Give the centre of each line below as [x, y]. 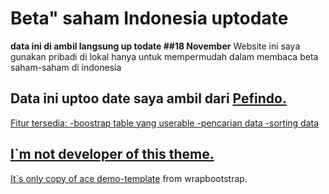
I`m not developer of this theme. [112, 154]
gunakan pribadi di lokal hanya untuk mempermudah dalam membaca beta [164, 56]
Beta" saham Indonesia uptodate [149, 18]
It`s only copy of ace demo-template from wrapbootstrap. [129, 178]
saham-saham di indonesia [66, 67]
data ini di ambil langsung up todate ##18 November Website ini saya [155, 46]
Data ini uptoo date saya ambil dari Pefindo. [148, 98]
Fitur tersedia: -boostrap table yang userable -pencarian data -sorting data [165, 123]
